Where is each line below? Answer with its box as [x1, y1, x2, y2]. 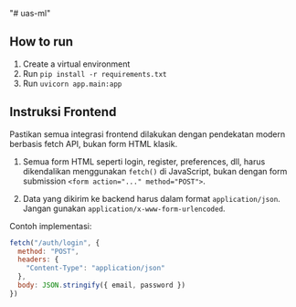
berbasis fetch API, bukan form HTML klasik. [9, 138, 178, 149]
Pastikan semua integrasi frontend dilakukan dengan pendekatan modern [9, 128, 286, 140]
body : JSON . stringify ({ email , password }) [17, 281, 185, 290]
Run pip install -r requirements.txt [22, 68, 167, 79]
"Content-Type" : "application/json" [26, 264, 166, 273]
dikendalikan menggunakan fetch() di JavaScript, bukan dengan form [22, 165, 288, 176]
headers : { [17, 255, 59, 264]
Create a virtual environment [22, 58, 131, 69]
